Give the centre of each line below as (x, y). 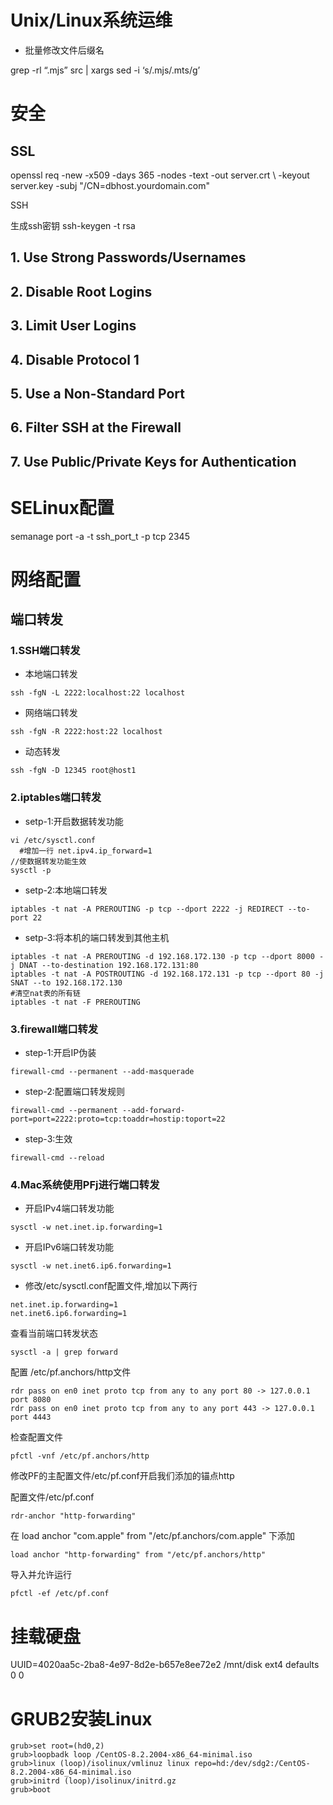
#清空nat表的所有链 (45, 993)
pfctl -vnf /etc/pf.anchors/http (80, 1456)
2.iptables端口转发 (56, 798)
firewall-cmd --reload (57, 1158)
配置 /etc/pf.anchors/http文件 (71, 1372)
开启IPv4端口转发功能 (69, 1208)
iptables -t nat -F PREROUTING (75, 1002)
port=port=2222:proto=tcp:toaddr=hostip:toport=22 (118, 1119)
